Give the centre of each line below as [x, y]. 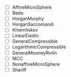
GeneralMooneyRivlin [34, 53]
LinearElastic [26, 36]
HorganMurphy [28, 19]
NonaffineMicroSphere [36, 64]
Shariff [19, 69]
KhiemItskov [25, 30]
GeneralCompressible [35, 41]
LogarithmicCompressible [39, 47]
